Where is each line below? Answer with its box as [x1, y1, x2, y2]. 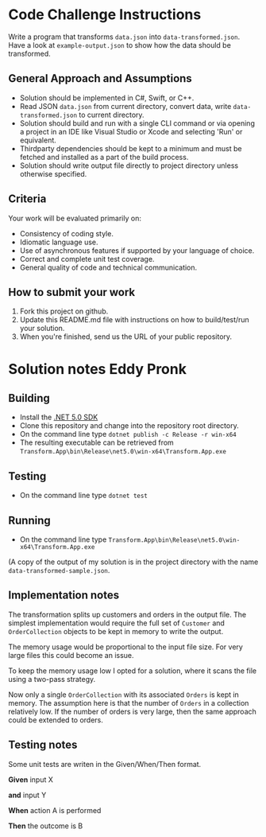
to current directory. [79, 110, 145, 119]
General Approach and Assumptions [8, 72, 192, 85]
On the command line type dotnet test [19, 491, 148, 500]
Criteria [8, 193, 47, 206]
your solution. [19, 324, 65, 333]
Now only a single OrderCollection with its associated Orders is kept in [8, 690, 240, 699]
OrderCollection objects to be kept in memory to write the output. [8, 626, 224, 636]
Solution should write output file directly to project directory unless [19, 161, 239, 170]
